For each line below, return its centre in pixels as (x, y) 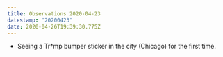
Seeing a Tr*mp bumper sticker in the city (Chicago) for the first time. (117, 47)
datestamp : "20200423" (40, 20)
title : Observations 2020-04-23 (54, 14)
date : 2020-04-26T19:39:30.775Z (54, 26)
